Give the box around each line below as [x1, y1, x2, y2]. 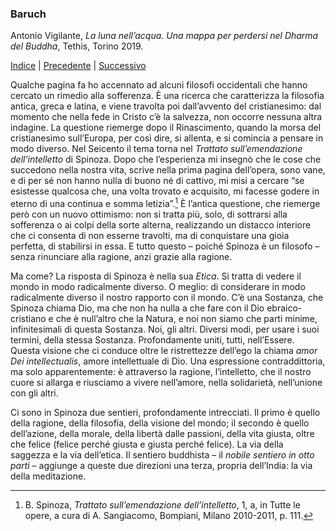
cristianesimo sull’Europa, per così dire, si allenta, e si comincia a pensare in [10, 132, 324, 144]
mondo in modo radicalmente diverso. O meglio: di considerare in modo [10, 280, 306, 292]
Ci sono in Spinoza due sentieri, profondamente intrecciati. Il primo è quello [10, 406, 321, 418]
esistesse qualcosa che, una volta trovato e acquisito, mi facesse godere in [10, 185, 320, 197]
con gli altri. [10, 387, 59, 399]
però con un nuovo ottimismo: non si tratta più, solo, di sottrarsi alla [10, 208, 288, 220]
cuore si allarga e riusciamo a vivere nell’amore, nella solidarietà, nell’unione [10, 376, 323, 388]
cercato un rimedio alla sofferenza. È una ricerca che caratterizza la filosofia [10, 90, 325, 102]
